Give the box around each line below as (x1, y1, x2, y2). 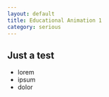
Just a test (7, 49, 55, 61)
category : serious (7, 23, 61, 30)
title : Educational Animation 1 (7, 17, 102, 24)
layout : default (7, 10, 55, 18)
